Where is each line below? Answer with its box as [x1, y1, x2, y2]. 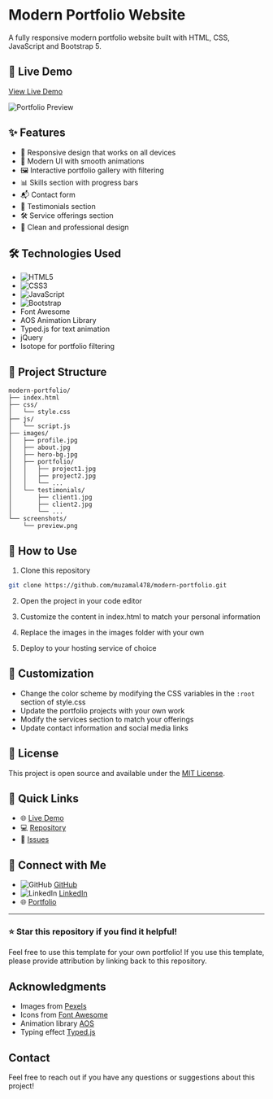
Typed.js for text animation [19, 324, 110, 334]
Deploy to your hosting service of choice [19, 643, 157, 652]
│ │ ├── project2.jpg [8, 472, 96, 481]
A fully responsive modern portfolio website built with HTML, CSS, [8, 33, 230, 42]
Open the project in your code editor [19, 595, 142, 605]
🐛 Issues [19, 835, 50, 844]
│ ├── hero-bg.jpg [8, 451, 79, 459]
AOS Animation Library [19, 316, 97, 325]
